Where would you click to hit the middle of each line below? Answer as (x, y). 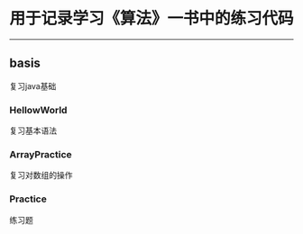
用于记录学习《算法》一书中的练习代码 (152, 18)
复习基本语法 (33, 130)
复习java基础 (33, 85)
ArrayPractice (41, 154)
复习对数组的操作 (41, 175)
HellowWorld (38, 110)
